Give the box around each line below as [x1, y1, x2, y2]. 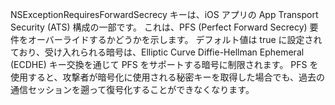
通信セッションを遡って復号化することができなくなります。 [10, 84, 255, 95]
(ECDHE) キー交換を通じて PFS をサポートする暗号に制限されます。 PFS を [10, 59, 319, 70]
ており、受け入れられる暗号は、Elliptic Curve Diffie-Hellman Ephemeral [10, 46, 305, 58]
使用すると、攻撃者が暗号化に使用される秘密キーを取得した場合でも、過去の [10, 71, 326, 83]
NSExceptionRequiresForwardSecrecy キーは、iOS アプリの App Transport [10, 9, 319, 20]
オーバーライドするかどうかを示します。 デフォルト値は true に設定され [27, 34, 323, 45]
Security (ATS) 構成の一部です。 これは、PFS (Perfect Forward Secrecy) [10, 21, 308, 33]
